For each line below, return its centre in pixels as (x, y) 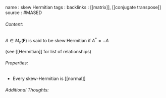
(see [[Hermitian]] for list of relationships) (48, 51)
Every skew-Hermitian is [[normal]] (49, 78)
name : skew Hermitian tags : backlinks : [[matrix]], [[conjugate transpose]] (83, 7)
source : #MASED (23, 13)
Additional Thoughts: (27, 90)
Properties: (17, 63)
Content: (14, 24)
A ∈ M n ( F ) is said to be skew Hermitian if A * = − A (57, 41)
